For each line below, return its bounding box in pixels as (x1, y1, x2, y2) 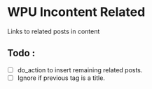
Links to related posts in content (7, 27, 100, 35)
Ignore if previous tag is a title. (17, 74, 105, 82)
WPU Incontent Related (7, 4, 146, 20)
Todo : (7, 47, 36, 59)
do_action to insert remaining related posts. (17, 65, 143, 74)
